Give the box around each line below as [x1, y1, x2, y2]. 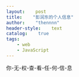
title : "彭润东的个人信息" [6, 14, 74, 20]
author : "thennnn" [6, 20, 60, 25]
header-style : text [6, 25, 62, 31]
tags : [6, 36, 20, 42]
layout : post [6, 8, 46, 15]
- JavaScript [17, 47, 49, 53]
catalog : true [6, 31, 49, 37]
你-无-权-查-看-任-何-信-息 [6, 64, 72, 71]
